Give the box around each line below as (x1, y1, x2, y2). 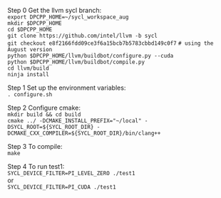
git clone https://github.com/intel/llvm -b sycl (7, 32, 158, 39)
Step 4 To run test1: (7, 162, 65, 170)
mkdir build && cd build (7, 111, 81, 118)
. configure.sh (7, 91, 53, 98)
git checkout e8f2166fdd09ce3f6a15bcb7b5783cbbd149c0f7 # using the (7, 40, 214, 47)
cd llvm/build (7, 65, 50, 72)
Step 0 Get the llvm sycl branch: (7, 6, 102, 14)
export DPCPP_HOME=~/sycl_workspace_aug (7, 14, 130, 21)
